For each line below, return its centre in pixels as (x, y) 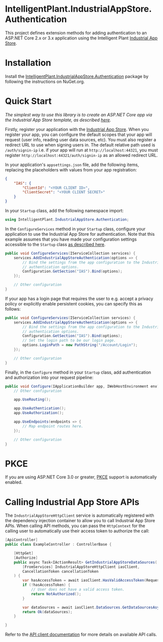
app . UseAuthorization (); (39, 413)
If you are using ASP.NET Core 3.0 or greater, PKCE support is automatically (81, 477)
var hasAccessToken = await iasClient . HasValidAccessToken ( (84, 581)
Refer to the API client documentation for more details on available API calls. (81, 635)
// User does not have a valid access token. (78, 590)
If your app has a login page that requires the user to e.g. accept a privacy (79, 299)
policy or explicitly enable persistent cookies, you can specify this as (74, 303)
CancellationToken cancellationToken (60, 571)
